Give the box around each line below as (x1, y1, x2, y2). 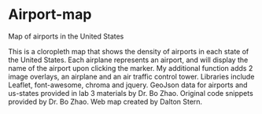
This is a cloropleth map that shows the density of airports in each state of (8, 46, 249, 56)
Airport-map (8, 6, 92, 24)
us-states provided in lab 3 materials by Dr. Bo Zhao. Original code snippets (8, 88, 253, 97)
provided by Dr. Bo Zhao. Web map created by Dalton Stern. (8, 97, 203, 106)
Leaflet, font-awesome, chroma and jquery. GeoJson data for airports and (8, 80, 248, 90)
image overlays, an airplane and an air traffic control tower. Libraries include (8, 72, 255, 81)
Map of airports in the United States (8, 31, 124, 41)
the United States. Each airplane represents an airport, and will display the (8, 55, 249, 64)
